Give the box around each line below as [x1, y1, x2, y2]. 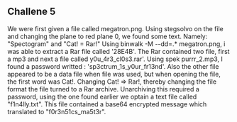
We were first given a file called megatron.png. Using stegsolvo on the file [7, 24, 224, 33]
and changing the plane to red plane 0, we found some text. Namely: [7, 32, 208, 40]
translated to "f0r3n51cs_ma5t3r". [7, 107, 106, 116]
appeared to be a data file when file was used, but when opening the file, [7, 70, 221, 78]
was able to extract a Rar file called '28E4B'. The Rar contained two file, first [7, 47, 230, 55]
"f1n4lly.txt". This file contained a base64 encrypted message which [7, 99, 207, 109]
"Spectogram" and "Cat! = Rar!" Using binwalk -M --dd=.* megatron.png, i [7, 39, 226, 48]
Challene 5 [7, 6, 56, 18]
